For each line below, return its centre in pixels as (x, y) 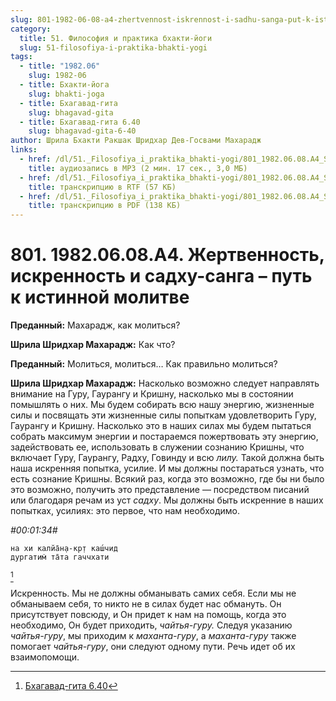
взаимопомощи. (45, 657)
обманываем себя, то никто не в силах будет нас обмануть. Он (146, 604)
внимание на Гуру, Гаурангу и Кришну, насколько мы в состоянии (152, 394)
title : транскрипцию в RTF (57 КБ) (102, 187)
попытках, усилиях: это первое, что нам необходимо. (125, 511)
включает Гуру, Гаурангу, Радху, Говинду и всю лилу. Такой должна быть (167, 458)
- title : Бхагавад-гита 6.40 (80, 122)
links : (24, 150)
